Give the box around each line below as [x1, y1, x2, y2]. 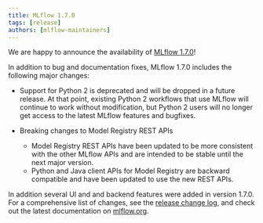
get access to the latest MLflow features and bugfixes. [19, 111, 196, 120]
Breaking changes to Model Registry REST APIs [19, 126, 174, 135]
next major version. [31, 158, 94, 167]
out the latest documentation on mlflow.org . [8, 207, 149, 216]
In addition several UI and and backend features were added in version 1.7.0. [8, 189, 255, 200]
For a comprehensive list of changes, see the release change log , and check [8, 198, 255, 207]
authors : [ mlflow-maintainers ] [8, 26, 111, 34]
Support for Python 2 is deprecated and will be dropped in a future [19, 86, 236, 95]
